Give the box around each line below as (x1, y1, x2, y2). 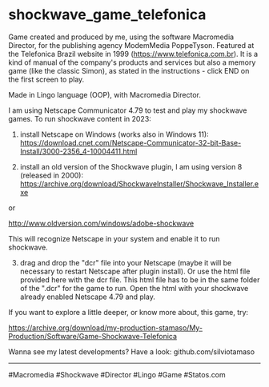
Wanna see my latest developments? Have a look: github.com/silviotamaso (8, 346, 255, 357)
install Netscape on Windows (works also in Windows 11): (19, 130, 210, 139)
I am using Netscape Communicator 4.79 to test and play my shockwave (8, 106, 247, 115)
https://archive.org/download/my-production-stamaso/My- (8, 322, 203, 333)
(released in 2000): (19, 170, 84, 180)
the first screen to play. (8, 74, 85, 84)
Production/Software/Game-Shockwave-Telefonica (8, 331, 178, 341)
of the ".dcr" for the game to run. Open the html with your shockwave (19, 283, 249, 293)
